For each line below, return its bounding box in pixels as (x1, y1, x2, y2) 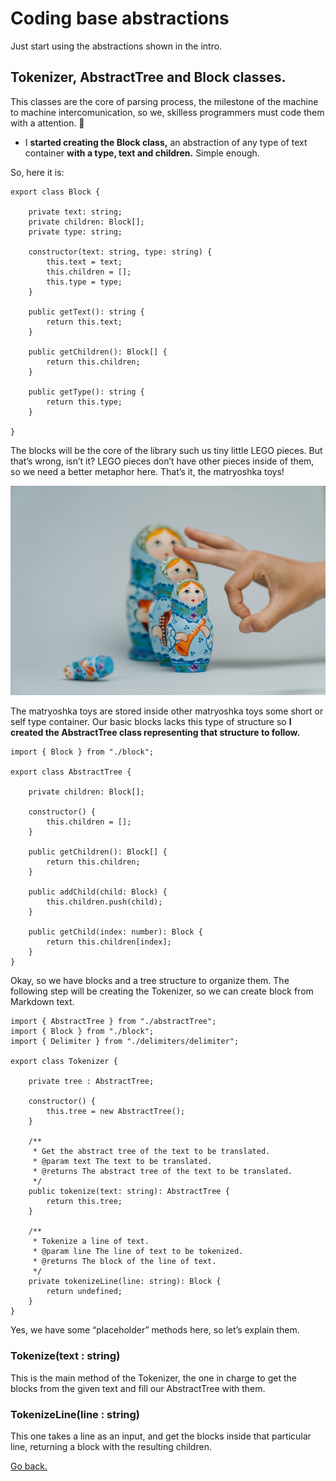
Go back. (10, 1460, 48, 1472)
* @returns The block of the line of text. (32, 1257, 217, 1267)
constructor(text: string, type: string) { (28, 247, 213, 257)
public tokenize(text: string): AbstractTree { (28, 1187, 230, 1197)
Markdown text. (10, 996, 75, 1008)
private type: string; (28, 227, 123, 237)
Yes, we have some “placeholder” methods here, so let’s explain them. (10, 1324, 300, 1336)
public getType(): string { (28, 387, 145, 397)
